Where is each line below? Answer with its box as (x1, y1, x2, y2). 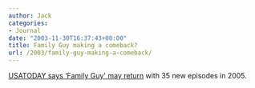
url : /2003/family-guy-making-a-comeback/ (8, 49, 152, 57)
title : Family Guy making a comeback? (8, 42, 138, 50)
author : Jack (8, 11, 52, 20)
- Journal (8, 26, 42, 34)
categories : (8, 19, 48, 27)
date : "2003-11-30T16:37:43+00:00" (8, 34, 127, 42)
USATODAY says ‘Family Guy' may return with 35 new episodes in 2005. (8, 71, 247, 80)
